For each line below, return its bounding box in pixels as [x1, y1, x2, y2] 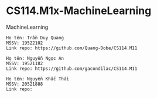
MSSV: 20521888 [6, 81, 43, 87]
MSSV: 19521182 [6, 60, 43, 66]
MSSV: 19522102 [6, 40, 43, 46]
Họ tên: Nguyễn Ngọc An [6, 55, 64, 61]
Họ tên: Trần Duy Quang [6, 35, 64, 40]
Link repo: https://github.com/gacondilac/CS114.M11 [6, 66, 138, 72]
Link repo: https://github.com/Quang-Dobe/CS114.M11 [6, 45, 138, 51]
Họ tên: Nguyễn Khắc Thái [6, 76, 69, 82]
